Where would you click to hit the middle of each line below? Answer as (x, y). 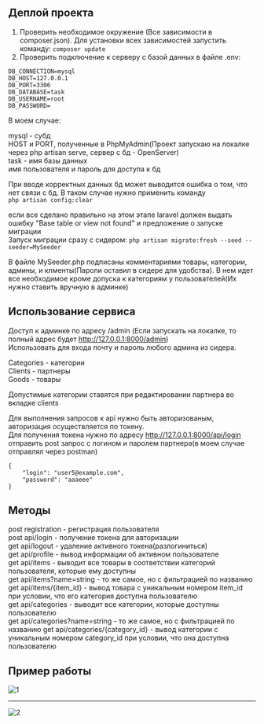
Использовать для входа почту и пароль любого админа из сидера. (123, 347)
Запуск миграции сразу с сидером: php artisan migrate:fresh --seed (125, 240)
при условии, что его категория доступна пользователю (103, 596)
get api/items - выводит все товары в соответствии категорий (112, 563)
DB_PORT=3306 (29, 85)
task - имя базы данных (48, 160)
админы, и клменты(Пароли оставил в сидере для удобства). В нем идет (131, 270)
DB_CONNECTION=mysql (42, 71)
